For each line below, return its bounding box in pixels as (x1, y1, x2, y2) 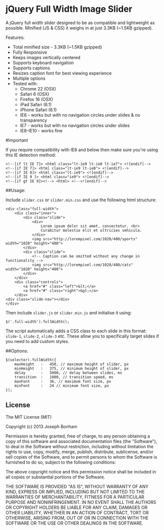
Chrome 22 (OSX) (20, 86, 56, 92)
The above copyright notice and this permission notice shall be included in (5, 468, 156, 474)
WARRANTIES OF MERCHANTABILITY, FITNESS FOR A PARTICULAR (5, 494, 144, 500)
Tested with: (12, 80, 38, 87)
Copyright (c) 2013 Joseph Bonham (5, 423, 78, 429)
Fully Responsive (12, 49, 47, 55)
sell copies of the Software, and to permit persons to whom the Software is (5, 454, 158, 460)
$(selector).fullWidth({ (5, 357, 56, 362)
